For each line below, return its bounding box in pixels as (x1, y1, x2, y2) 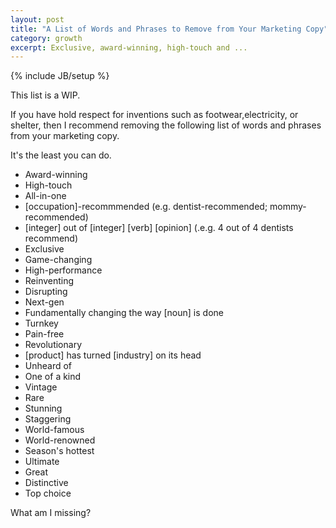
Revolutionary (24, 339, 83, 351)
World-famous (24, 424, 85, 436)
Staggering (24, 413, 72, 425)
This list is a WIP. (10, 89, 81, 101)
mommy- (269, 201, 307, 213)
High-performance (24, 264, 103, 276)
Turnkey (24, 317, 59, 330)
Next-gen (24, 296, 65, 308)
